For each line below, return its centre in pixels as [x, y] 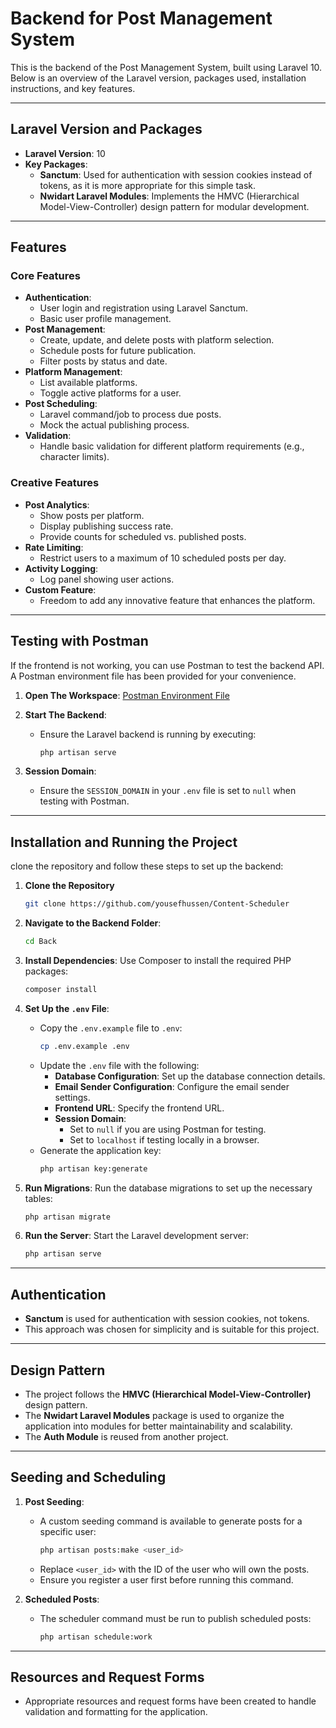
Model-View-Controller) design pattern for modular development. [174, 206]
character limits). [74, 457]
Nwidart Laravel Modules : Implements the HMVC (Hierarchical [169, 196]
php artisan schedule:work [96, 1637]
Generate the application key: [100, 1150]
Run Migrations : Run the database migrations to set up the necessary [168, 1188]
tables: [38, 1198]
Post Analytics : [57, 504]
